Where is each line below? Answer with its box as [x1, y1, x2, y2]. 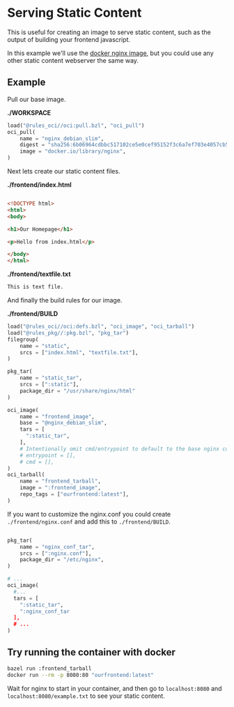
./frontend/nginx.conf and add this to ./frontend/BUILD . [7, 517, 171, 526]
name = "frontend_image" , [19, 413, 95, 420]
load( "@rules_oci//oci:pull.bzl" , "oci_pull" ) [7, 122, 145, 129]
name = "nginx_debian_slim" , [19, 135, 104, 142]
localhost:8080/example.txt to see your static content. [7, 692, 165, 700]
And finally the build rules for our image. [7, 296, 123, 304]
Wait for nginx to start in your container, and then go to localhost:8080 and [7, 684, 222, 692]
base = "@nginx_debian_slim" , [19, 420, 108, 427]
